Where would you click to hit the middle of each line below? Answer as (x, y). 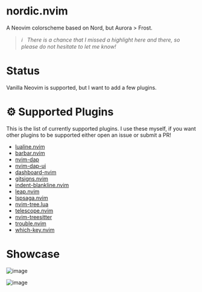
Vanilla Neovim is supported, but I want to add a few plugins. (81, 87)
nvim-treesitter (33, 217)
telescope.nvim (34, 210)
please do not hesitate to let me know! (68, 46)
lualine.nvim (30, 146)
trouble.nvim (30, 223)
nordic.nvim (37, 11)
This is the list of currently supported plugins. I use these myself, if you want (101, 128)
